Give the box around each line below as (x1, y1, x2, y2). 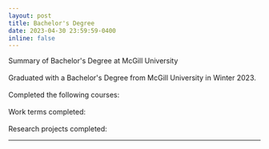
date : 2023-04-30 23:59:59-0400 (8, 26, 116, 34)
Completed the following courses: (8, 90, 120, 100)
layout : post (8, 11, 52, 20)
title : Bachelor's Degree (8, 19, 94, 27)
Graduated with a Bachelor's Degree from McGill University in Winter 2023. (8, 73, 256, 83)
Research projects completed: (8, 124, 108, 134)
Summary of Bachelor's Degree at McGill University (8, 56, 179, 66)
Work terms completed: (8, 107, 86, 117)
